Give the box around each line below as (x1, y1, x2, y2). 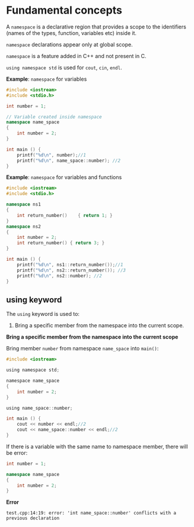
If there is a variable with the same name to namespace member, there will (6, 443, 188, 450)
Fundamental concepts (6, 4, 123, 17)
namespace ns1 (6, 202, 42, 207)
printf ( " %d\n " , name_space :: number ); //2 (17, 158, 120, 164)
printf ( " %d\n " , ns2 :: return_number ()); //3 (17, 267, 126, 273)
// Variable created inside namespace (6, 114, 102, 120)
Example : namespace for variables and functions (6, 174, 122, 181)
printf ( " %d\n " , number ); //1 (17, 152, 86, 158)
